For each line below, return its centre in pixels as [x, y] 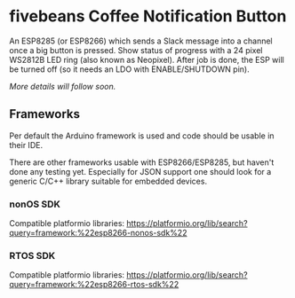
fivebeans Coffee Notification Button [148, 16]
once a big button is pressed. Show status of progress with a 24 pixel [136, 50]
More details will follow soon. [63, 86]
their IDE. [26, 145]
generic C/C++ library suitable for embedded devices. [108, 181]
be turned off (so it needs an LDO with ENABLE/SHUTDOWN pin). [130, 69]
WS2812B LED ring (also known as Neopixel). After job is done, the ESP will [147, 59]
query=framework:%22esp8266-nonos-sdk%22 [98, 233]
